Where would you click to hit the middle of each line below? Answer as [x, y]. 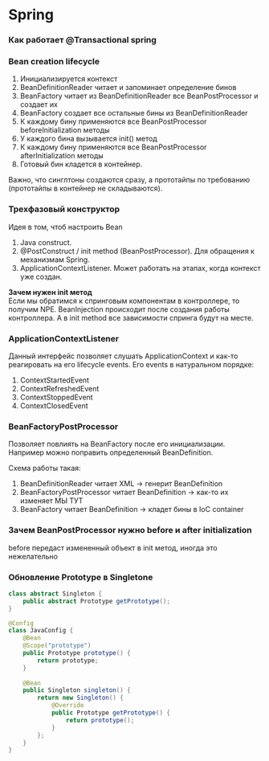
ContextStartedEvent [55, 380]
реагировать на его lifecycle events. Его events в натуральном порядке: [131, 364]
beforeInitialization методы [65, 130]
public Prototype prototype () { [77, 653]
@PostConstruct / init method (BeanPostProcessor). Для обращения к [137, 251]
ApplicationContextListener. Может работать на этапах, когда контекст [140, 268]
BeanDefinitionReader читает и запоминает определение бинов [128, 88]
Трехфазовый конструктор [64, 209]
